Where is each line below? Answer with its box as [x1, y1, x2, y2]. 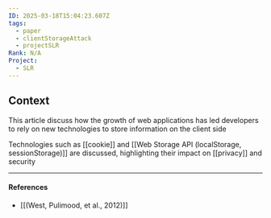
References [8, 183, 48, 192]
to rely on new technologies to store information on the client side [8, 124, 227, 134]
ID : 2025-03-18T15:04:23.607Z [8, 11, 110, 20]
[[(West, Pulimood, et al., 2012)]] [19, 200, 128, 210]
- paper [15, 27, 42, 35]
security [8, 156, 36, 166]
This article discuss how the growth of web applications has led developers [8, 115, 260, 125]
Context [8, 94, 50, 108]
